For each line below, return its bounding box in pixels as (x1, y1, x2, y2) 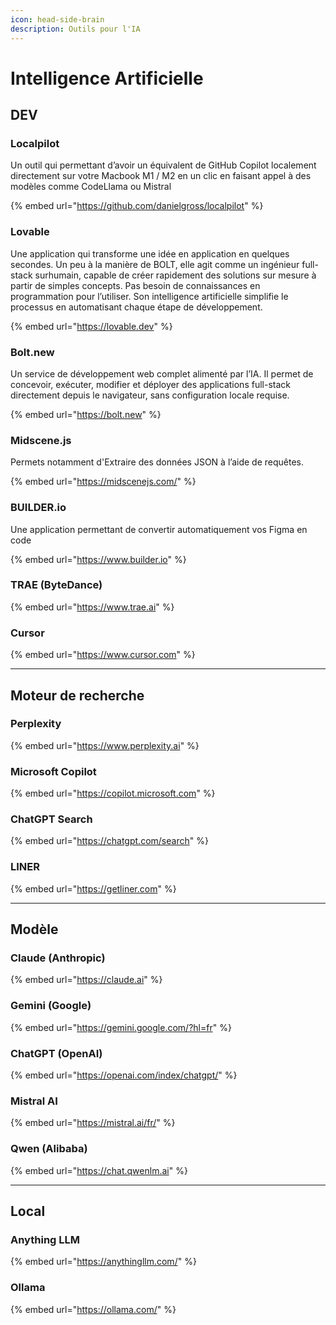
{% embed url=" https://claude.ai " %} (10, 974, 163, 986)
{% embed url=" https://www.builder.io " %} (10, 553, 187, 565)
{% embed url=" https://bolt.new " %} (10, 408, 162, 420)
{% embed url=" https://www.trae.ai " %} (10, 601, 175, 613)
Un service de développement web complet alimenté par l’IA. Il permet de (10, 367, 314, 380)
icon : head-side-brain (10, 14, 105, 25)
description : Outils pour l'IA (10, 24, 141, 34)
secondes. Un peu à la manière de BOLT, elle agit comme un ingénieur (10, 258, 300, 270)
